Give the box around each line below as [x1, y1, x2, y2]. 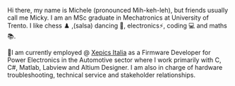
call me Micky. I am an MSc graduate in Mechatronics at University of [7, 13, 210, 22]
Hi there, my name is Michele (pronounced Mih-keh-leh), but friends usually [7, 6, 229, 14]
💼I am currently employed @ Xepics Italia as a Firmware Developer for [7, 49, 211, 56]
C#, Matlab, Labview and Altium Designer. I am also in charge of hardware [7, 63, 223, 71]
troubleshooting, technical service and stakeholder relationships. [7, 70, 196, 79]
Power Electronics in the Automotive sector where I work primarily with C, [7, 56, 222, 64]
